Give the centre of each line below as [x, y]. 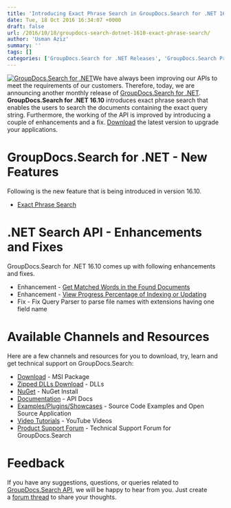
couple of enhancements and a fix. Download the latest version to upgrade [113, 122]
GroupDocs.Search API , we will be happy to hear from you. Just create [107, 489]
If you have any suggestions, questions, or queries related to [93, 482]
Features [33, 172]
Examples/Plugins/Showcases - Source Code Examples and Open [110, 406]
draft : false [26, 26]
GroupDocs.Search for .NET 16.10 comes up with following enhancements [111, 266]
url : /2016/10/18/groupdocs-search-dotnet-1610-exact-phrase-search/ [109, 33]
